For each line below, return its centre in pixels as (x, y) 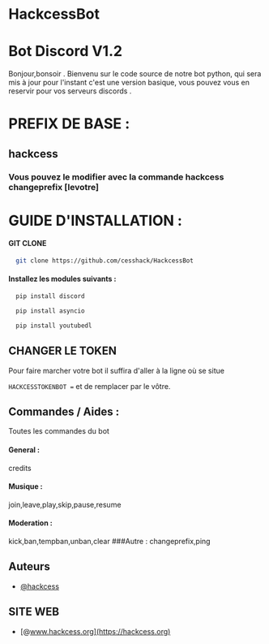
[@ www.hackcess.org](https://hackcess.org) (95, 631)
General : (24, 450)
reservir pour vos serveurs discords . (70, 91)
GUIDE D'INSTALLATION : (95, 220)
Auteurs (30, 566)
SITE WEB (34, 612)
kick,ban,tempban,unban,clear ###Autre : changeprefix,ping (109, 541)
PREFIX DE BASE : (69, 124)
